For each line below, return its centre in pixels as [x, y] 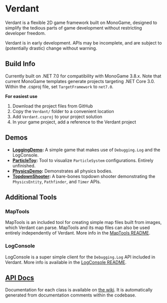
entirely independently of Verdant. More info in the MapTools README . [78, 233]
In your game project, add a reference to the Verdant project [74, 122]
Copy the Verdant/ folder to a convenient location [63, 111]
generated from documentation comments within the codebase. [71, 295]
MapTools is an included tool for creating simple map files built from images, [83, 222]
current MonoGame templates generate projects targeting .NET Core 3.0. [80, 81]
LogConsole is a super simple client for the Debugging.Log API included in [80, 257]
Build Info [20, 64]
